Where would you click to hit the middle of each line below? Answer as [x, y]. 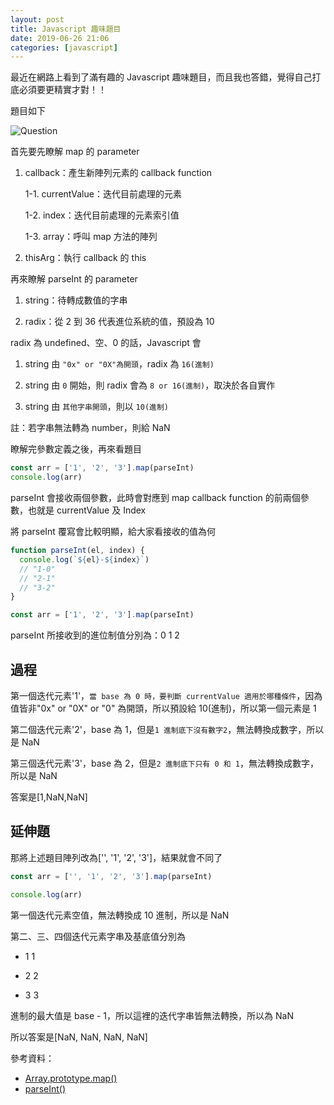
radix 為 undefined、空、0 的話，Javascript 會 [106, 343]
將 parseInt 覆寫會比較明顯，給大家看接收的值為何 [113, 531]
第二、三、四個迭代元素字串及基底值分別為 [98, 936]
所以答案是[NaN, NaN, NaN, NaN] [79, 1037]
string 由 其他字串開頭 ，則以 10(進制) [97, 407]
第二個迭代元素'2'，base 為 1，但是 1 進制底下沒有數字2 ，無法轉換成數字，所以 [167, 729]
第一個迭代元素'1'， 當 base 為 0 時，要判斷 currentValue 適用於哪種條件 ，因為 [166, 695]
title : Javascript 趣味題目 [66, 29]
